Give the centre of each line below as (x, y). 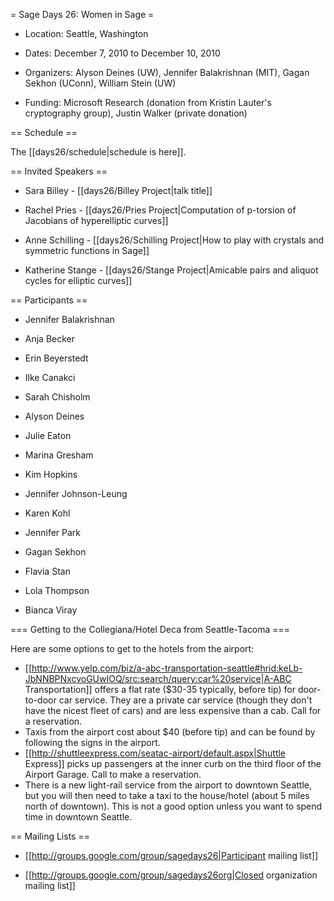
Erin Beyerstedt (56, 358)
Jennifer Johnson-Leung (76, 493)
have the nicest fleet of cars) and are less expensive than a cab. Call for (173, 710)
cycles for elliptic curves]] (78, 280)
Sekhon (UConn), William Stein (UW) (100, 83)
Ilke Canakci (50, 377)
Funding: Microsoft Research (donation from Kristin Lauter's (148, 102)
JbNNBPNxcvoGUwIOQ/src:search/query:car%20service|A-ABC (158, 678)
